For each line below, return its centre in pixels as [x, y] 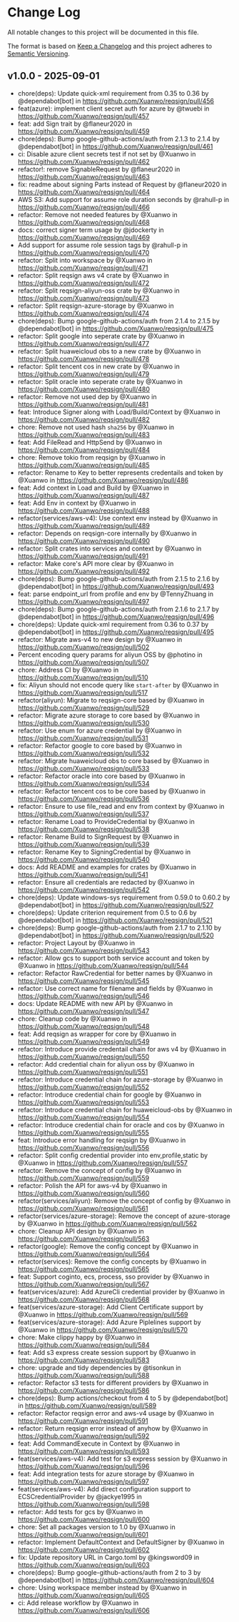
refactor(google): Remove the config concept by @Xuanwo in [108, 1246]
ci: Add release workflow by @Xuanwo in [78, 1603]
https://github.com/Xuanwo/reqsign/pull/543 [83, 950]
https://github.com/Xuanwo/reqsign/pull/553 [83, 1102]
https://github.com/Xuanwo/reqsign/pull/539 [83, 844]
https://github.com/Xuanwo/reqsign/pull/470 [83, 252]
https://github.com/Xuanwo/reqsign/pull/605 [83, 1595]
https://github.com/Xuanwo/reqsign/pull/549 [83, 1041]
